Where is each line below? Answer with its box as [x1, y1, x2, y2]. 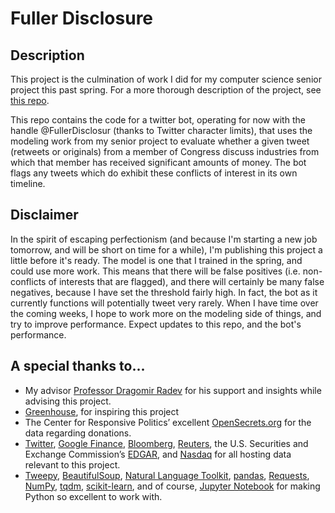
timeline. [10, 178, 46, 189]
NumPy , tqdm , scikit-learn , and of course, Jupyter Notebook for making [24, 480, 321, 492]
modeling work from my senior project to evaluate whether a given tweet [10, 135, 310, 147]
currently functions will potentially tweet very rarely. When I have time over [10, 297, 319, 309]
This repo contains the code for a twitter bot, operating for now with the [10, 114, 306, 126]
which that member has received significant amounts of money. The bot [10, 157, 307, 168]
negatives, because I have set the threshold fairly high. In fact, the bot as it [10, 286, 318, 298]
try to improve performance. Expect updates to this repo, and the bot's [10, 318, 302, 330]
